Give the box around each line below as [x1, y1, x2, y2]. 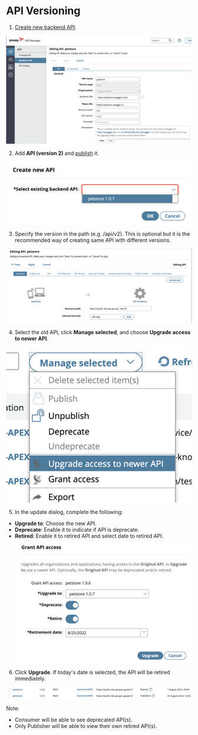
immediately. [14, 675, 46, 682]
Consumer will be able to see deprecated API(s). [14, 716, 133, 723]
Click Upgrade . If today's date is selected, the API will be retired [14, 668, 170, 675]
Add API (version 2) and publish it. [14, 150, 99, 157]
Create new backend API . [14, 24, 77, 31]
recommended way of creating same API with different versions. [14, 237, 171, 244]
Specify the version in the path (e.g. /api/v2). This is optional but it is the [14, 230, 190, 238]
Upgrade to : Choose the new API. [14, 520, 97, 527]
